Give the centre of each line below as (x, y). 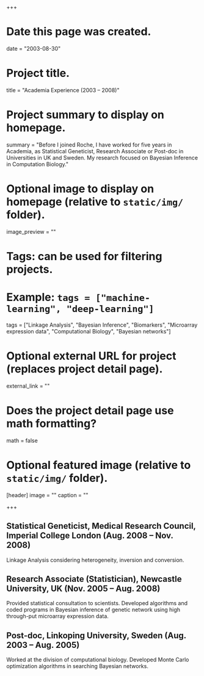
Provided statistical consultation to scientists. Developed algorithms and (97, 603)
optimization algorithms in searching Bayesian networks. (77, 666)
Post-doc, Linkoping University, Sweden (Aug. (96, 635)
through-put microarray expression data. (57, 616)
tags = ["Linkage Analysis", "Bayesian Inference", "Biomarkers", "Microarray (102, 325)
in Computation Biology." (38, 164)
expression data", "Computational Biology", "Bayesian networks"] (89, 331)
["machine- (123, 298)
